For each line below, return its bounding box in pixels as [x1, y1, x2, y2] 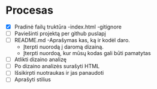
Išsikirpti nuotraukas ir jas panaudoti [14, 69, 104, 77]
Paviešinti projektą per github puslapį [14, 30, 106, 37]
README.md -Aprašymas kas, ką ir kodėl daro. [14, 37, 130, 44]
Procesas [5, 4, 53, 17]
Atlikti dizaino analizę [14, 56, 67, 63]
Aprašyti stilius [14, 76, 52, 83]
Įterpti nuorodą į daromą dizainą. [23, 43, 104, 50]
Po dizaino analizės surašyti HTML [14, 63, 100, 70]
